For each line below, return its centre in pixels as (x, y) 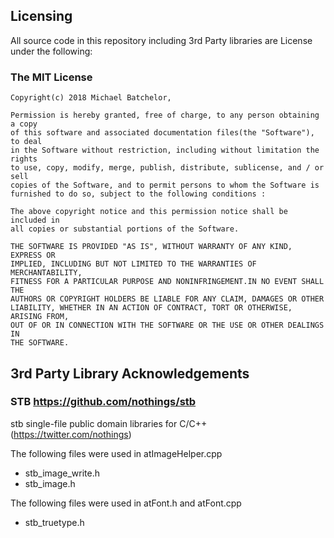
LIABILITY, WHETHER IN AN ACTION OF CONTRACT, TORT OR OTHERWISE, (151, 308)
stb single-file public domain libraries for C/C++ (109, 423)
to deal (26, 142)
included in (35, 220)
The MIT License (51, 77)
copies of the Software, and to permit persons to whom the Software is (165, 185)
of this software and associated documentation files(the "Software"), (162, 133)
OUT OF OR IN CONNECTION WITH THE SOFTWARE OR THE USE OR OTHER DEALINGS (167, 325)
